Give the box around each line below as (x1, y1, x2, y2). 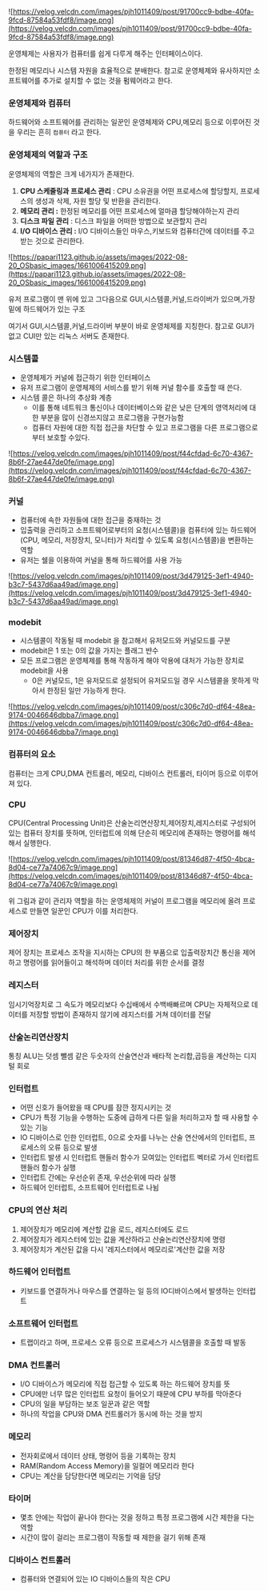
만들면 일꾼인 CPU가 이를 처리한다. (29, 906, 138, 916)
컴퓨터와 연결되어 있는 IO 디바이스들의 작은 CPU (19, 1574, 170, 1584)
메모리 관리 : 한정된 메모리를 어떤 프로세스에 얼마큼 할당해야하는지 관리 (19, 206, 240, 215)
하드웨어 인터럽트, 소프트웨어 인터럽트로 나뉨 (19, 1183, 160, 1193)
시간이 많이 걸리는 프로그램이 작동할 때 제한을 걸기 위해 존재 (19, 1533, 206, 1542)
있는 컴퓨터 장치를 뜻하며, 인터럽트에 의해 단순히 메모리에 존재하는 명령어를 (8, 828, 242, 838)
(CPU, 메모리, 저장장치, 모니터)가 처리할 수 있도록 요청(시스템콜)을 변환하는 (19, 535, 254, 545)
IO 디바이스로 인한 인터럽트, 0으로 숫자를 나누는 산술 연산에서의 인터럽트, (19, 1133, 247, 1142)
